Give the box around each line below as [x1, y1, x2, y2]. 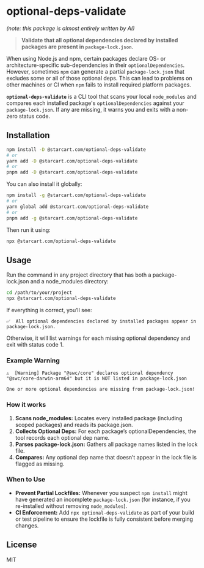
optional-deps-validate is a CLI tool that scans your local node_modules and [6, 93, 197, 100]
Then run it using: [6, 226, 51, 234]
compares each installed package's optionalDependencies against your [6, 99, 184, 107]
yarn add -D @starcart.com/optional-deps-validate [6, 158, 138, 164]
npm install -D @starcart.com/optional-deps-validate [6, 146, 147, 153]
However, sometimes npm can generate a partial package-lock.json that [6, 67, 185, 75]
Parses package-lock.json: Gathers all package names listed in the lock [15, 440, 198, 448]
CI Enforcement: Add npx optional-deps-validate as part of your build [15, 509, 194, 516]
